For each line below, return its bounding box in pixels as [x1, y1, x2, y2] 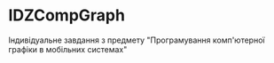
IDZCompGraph [8, 5, 126, 26]
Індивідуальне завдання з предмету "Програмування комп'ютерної [8, 35, 265, 45]
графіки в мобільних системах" [8, 43, 128, 54]
